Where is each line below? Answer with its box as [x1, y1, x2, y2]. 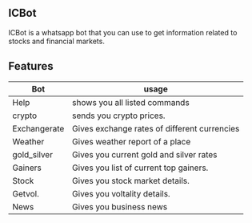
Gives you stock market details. [71, 175, 190, 186]
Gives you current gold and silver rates [71, 148, 218, 160]
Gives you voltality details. [71, 188, 170, 199]
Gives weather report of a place [71, 136, 191, 147]
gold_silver [12, 148, 54, 160]
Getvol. [12, 188, 40, 199]
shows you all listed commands [71, 96, 190, 107]
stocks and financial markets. [8, 36, 106, 46]
